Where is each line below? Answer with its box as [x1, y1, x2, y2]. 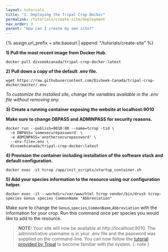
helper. [6, 182, 21, 188]
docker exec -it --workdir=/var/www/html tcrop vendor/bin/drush [6, 192, 146, 197]
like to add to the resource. [6, 215, 62, 222]
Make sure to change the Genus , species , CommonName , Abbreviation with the [6, 205, 157, 211]
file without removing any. [6, 97, 60, 103]
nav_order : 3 [6, 21, 33, 27]
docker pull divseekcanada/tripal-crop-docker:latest [6, 59, 122, 65]
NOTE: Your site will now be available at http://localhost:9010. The [18, 225, 156, 231]
